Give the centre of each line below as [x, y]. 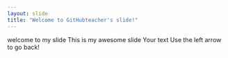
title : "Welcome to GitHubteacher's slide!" [73, 20]
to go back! [23, 47]
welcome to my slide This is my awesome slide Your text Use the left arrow [114, 39]
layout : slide [28, 13]
